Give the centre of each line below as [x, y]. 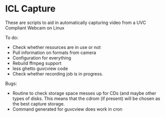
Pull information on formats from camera [54, 52]
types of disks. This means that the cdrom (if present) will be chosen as [86, 98]
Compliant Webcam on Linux [35, 27]
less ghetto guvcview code [40, 68]
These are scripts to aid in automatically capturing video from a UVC [76, 22]
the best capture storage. [38, 103]
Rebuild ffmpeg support [37, 63]
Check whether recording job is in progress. [58, 73]
